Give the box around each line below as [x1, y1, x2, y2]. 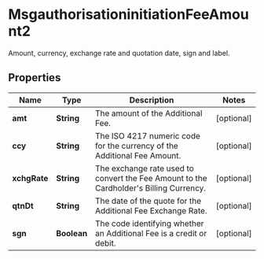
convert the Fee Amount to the [94, 172, 207, 183]
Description [129, 94, 174, 105]
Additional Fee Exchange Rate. [94, 205, 207, 216]
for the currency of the [94, 140, 178, 151]
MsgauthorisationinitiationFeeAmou [8, 6, 249, 24]
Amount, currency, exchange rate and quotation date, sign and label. [8, 48, 230, 57]
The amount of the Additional [94, 108, 203, 119]
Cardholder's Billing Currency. [94, 183, 207, 194]
